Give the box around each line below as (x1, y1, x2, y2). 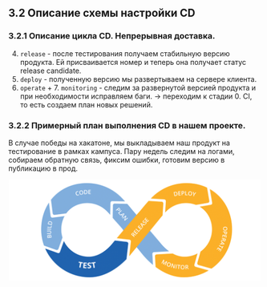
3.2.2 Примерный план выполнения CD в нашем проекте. (8, 119, 246, 131)
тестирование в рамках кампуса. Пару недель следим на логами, (8, 146, 235, 156)
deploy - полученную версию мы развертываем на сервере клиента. (19, 74, 257, 83)
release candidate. (19, 66, 82, 75)
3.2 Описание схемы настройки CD (8, 6, 196, 20)
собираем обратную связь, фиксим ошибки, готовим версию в (8, 155, 225, 164)
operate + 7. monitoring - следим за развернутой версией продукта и (19, 83, 257, 92)
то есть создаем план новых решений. (19, 99, 153, 109)
